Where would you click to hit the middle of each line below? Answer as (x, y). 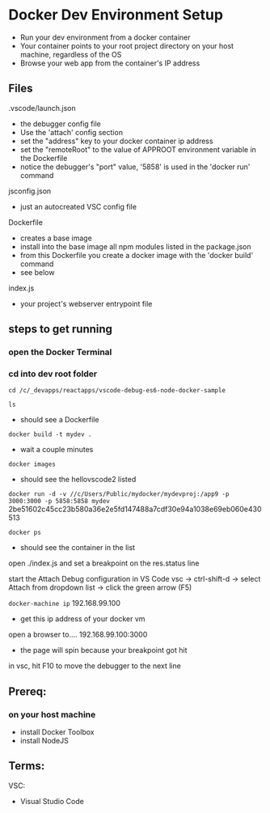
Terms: (27, 766)
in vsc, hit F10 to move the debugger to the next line (95, 666)
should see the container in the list (78, 548)
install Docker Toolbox (57, 732)
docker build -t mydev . (50, 434)
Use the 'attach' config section (72, 132)
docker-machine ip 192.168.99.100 (65, 603)
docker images (32, 464)
